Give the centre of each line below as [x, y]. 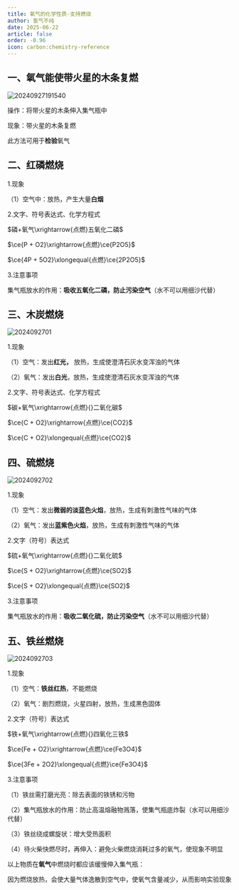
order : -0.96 [27, 41]
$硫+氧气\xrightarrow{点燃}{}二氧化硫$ [65, 556]
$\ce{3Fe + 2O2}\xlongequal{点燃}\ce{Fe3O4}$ [78, 764]
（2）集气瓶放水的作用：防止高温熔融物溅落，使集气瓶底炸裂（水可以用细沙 [118, 810]
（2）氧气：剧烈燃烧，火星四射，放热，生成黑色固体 [84, 704]
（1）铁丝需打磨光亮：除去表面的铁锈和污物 [71, 795]
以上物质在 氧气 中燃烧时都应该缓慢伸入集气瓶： [76, 864]
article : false [30, 34]
